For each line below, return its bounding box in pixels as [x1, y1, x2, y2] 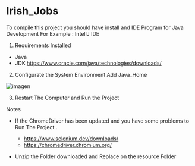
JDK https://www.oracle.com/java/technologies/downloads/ [14, 59, 162, 67]
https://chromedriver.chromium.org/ [23, 141, 112, 148]
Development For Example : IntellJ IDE [6, 30, 100, 37]
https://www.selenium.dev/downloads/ [23, 135, 119, 142]
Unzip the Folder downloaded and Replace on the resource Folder [14, 153, 177, 160]
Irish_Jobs [6, 4, 59, 18]
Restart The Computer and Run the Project [14, 94, 119, 101]
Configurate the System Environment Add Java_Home [14, 71, 147, 78]
